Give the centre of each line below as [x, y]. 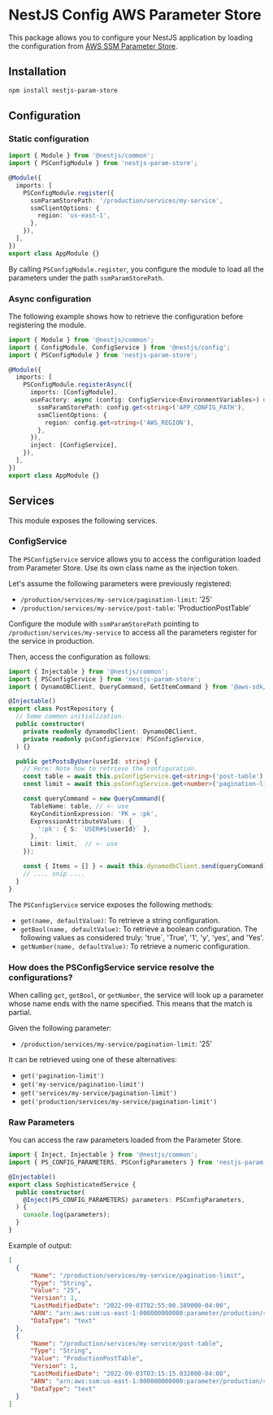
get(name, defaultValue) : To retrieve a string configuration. [120, 920]
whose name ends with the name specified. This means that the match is [131, 1003]
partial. [20, 1012]
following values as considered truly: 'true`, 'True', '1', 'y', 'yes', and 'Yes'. [142, 937]
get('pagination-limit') [62, 1076]
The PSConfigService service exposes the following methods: [111, 905]
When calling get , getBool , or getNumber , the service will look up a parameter [136, 995]
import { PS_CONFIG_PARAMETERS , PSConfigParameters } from [110, 1163]
